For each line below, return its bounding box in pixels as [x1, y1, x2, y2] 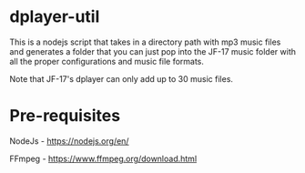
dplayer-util [9, 6, 100, 27]
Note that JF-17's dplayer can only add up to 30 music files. [9, 73, 234, 84]
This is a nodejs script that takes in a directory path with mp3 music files [9, 36, 281, 47]
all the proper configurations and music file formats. [9, 56, 205, 66]
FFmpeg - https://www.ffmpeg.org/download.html [9, 153, 198, 164]
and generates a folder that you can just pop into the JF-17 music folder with [9, 46, 296, 56]
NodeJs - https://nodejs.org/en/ [9, 135, 129, 147]
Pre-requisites [9, 106, 121, 127]
